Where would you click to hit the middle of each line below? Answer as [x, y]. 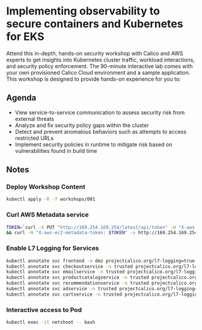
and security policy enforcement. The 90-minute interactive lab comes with [100, 66]
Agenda [21, 98]
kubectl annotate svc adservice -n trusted [62, 289]
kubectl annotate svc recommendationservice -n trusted [78, 283]
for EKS [25, 37]
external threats [35, 119]
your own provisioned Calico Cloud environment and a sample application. [98, 72]
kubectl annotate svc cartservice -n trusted [64, 294]
